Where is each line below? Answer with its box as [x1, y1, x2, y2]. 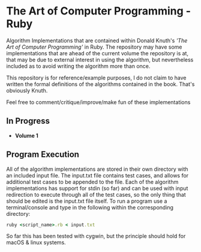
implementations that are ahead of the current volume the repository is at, [6, 49, 189, 57]
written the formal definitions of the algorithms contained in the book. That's [6, 80, 195, 88]
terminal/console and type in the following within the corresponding [6, 203, 174, 211]
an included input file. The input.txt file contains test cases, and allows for [6, 171, 189, 179]
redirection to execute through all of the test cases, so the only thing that [6, 191, 186, 198]
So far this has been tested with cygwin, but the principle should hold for [6, 233, 186, 240]
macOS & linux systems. [6, 239, 66, 246]
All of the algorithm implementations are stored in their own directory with [6, 165, 188, 173]
